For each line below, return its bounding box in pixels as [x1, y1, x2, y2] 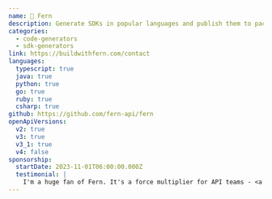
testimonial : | [15, 171, 67, 179]
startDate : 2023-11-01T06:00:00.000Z [15, 163, 143, 171]
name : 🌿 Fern [8, 11, 53, 20]
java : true [15, 72, 53, 80]
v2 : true [15, 125, 45, 133]
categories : [8, 27, 49, 35]
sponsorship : [8, 155, 53, 163]
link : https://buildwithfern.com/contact [8, 50, 151, 58]
